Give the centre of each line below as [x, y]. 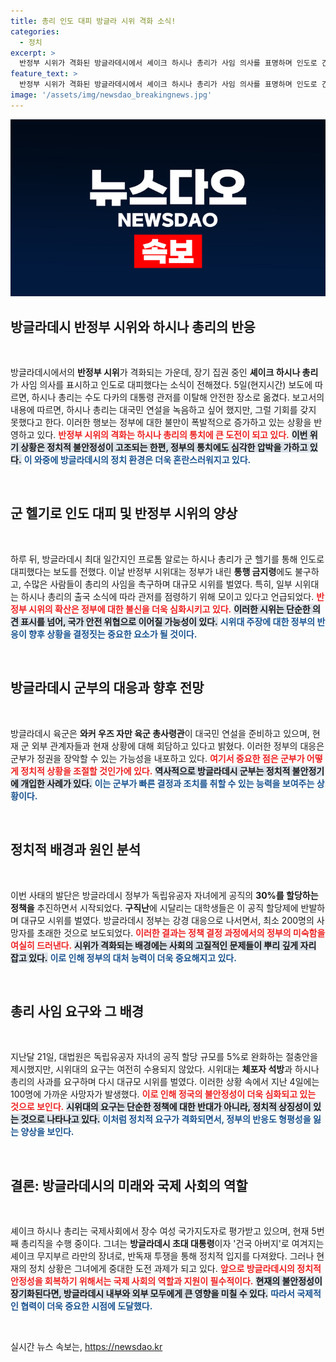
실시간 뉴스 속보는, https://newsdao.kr [86, 1347]
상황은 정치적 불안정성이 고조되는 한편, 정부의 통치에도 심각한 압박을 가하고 [164, 447]
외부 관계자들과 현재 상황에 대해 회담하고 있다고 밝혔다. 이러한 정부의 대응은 [178, 746]
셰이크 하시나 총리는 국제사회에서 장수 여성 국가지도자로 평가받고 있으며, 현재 [160, 1231]
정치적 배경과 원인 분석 [76, 850]
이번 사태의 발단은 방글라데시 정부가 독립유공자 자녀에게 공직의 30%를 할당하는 [164, 895]
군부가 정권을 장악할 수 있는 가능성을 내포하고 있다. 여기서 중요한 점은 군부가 [157, 758]
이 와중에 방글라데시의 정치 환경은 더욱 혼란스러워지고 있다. [137, 460]
